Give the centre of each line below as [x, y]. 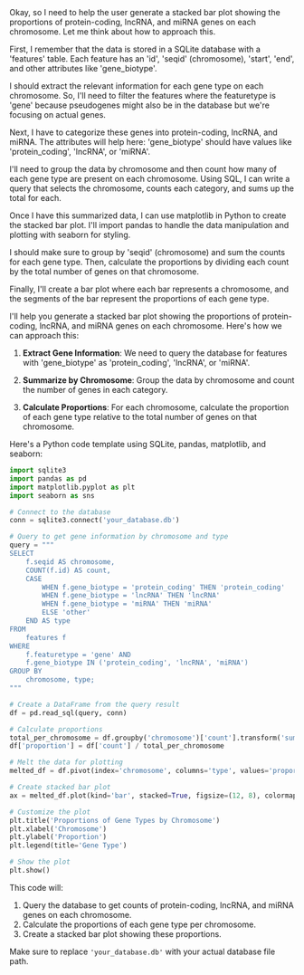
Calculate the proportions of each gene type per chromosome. [139, 924]
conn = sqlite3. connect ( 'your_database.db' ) [95, 521]
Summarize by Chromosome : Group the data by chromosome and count [158, 380]
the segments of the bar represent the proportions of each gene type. [139, 299]
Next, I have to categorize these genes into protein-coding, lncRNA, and [143, 132]
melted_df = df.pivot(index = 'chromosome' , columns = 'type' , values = [139, 771]
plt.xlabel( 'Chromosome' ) [58, 829]
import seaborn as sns [52, 495]
